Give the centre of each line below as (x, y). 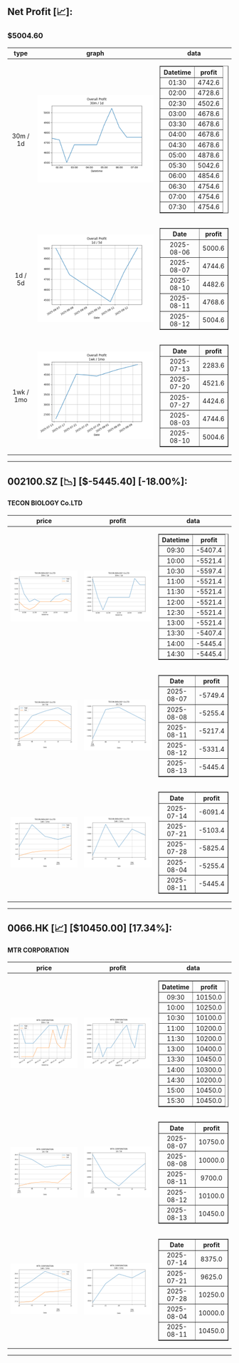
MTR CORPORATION (38, 950)
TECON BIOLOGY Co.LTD (45, 503)
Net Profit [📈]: (40, 12)
